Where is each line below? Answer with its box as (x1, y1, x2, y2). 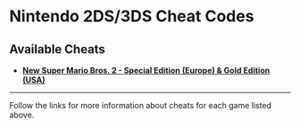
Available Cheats (9, 42, 105, 57)
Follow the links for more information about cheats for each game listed (9, 100, 272, 110)
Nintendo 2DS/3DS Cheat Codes (9, 6, 254, 27)
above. (9, 109, 35, 120)
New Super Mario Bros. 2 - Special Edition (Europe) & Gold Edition (21, 65, 271, 75)
